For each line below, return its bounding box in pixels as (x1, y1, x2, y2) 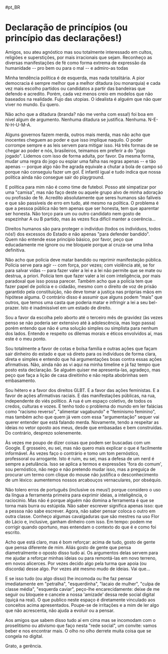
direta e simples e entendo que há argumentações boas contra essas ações (5, 356, 162, 362)
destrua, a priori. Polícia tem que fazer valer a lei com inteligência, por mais (5, 273, 161, 279)
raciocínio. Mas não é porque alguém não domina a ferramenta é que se (5, 497, 154, 503)
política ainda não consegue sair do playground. (5, 174, 105, 180)
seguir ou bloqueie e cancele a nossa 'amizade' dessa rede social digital (5, 591, 155, 597)
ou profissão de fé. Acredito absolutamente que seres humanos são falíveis (5, 194, 161, 200)
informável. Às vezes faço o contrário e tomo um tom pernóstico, (5, 450, 139, 456)
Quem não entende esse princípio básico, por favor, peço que (5, 236, 133, 242)
